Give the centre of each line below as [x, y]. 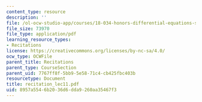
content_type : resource [36, 12]
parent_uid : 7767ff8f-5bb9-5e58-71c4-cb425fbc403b [71, 73]
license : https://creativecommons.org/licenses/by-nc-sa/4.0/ [86, 51]
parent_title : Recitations [40, 62]
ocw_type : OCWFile [29, 56]
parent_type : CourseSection [41, 67]
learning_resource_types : [38, 40]
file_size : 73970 [28, 28]
